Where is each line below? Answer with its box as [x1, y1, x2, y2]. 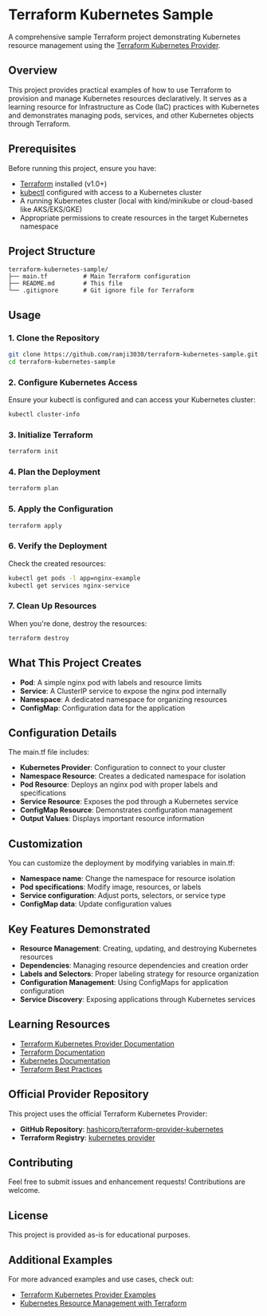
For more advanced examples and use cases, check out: [8, 1274, 194, 1284]
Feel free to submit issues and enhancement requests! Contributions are [8, 1177, 245, 1186]
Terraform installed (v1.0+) [19, 178, 108, 189]
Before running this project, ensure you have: [8, 163, 157, 173]
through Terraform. [8, 118, 72, 129]
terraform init [8, 448, 59, 456]
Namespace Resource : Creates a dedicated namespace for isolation [19, 772, 245, 781]
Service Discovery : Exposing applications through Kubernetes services [19, 994, 256, 1004]
